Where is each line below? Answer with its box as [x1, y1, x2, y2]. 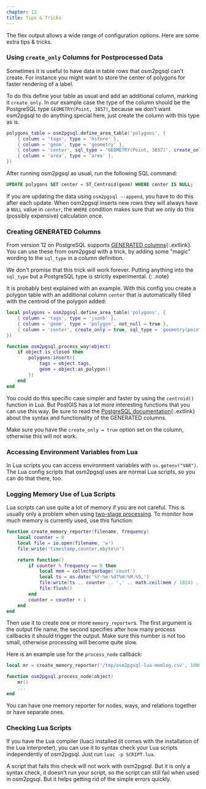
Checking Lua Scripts [6, 723, 72, 732]
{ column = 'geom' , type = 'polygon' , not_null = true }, [17, 321, 169, 327]
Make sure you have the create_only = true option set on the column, [6, 425, 184, 433]
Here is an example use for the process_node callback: [6, 650, 143, 658]
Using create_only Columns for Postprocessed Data [6, 53, 164, 62]
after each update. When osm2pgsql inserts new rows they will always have [6, 199, 198, 206]
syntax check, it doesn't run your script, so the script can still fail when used [6, 769, 199, 776]
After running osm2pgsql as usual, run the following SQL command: [6, 170, 178, 177]
